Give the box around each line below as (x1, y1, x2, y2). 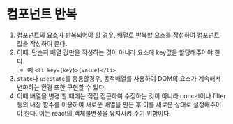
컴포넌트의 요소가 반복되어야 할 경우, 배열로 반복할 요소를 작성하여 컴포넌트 (16, 31, 220, 39)
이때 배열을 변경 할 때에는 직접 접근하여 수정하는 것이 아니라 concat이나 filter (16, 91, 227, 100)
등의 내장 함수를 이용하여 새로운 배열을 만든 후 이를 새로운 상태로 (16, 100, 192, 109)
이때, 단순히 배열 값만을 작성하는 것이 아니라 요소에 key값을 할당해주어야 (16, 48, 213, 56)
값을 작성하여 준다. (16, 39, 68, 47)
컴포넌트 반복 (6, 6, 77, 22)
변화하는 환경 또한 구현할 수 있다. (16, 83, 106, 91)
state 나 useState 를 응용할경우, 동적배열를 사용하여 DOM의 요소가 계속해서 (16, 74, 221, 82)
